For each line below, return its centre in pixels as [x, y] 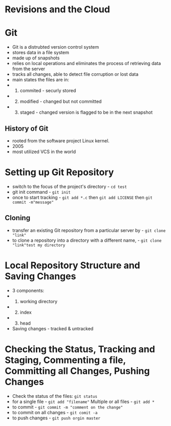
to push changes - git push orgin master [56, 418]
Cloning [18, 218]
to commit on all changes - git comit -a [55, 412]
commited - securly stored [48, 91]
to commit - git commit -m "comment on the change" [68, 407]
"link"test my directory [39, 245]
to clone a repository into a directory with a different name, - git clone [87, 240]
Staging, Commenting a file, [65, 360]
